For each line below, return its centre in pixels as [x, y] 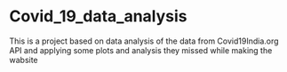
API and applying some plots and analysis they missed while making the [141, 50]
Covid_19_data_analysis [99, 16]
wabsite [24, 60]
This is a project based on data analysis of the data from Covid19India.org [144, 41]
